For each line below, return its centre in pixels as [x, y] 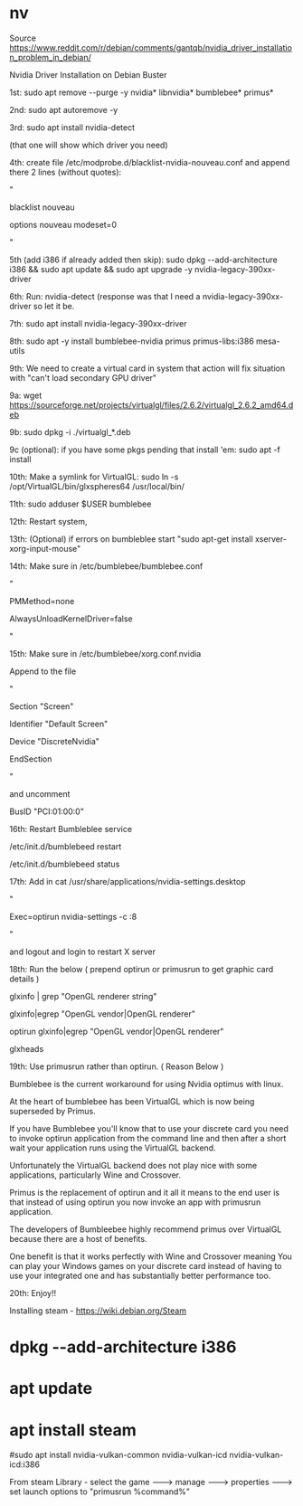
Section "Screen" [42, 706]
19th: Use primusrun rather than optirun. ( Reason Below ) [117, 1066]
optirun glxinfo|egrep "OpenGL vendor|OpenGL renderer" [117, 1031]
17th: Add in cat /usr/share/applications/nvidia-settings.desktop [128, 881]
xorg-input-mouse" [45, 548]
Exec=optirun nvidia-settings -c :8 [73, 916]
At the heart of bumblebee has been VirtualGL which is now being [132, 1101]
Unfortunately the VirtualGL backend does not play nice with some [133, 1165]
